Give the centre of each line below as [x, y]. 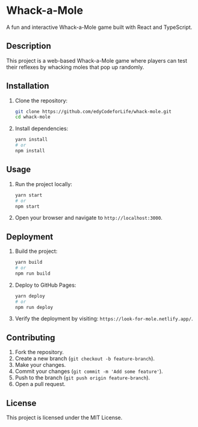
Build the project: [36, 251]
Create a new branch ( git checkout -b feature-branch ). [85, 358]
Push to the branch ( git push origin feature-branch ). [82, 378]
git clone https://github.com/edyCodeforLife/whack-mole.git [93, 111]
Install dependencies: [42, 129]
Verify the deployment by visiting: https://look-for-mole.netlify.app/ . [104, 319]
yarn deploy [30, 296]
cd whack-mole [32, 117]
